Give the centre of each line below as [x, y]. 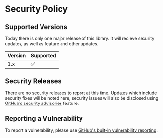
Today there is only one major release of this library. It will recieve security [80, 38]
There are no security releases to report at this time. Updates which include [81, 93]
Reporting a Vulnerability [44, 118]
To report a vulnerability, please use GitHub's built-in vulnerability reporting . [81, 130]
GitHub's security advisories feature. [42, 103]
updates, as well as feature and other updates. [52, 44]
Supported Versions [36, 27]
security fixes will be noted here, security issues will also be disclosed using [82, 98]
